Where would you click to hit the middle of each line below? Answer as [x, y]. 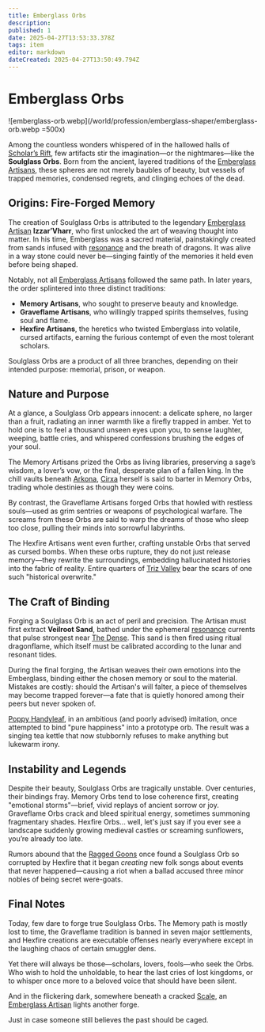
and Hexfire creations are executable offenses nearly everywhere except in [131, 940]
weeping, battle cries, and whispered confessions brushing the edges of [126, 438]
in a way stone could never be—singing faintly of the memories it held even [131, 256]
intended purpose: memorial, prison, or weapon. [87, 369]
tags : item [26, 45]
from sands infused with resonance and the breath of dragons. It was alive [130, 247]
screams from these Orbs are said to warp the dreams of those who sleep [129, 520]
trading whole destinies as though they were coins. [91, 487]
